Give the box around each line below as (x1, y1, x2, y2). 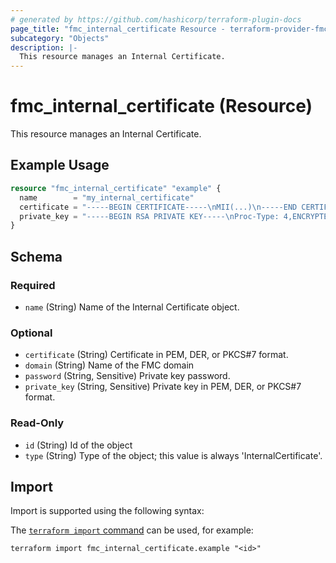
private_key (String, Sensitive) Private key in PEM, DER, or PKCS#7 (24, 381, 302, 393)
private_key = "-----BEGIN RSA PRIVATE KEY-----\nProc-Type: (19, 211, 280, 221)
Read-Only (10, 416, 65, 430)
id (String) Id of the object (24, 439, 133, 451)
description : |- (10, 42, 78, 53)
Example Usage (10, 157, 110, 174)
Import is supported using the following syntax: (10, 505, 205, 517)
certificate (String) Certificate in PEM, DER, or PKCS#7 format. (24, 349, 289, 361)
